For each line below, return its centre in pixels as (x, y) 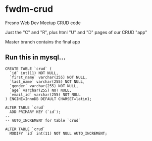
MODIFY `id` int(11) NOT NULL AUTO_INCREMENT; (58, 133)
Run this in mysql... (35, 57)
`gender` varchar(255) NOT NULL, (44, 86)
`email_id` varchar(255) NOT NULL (45, 95)
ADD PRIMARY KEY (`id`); (35, 112)
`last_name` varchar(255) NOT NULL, (47, 82)
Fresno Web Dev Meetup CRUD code (43, 23)
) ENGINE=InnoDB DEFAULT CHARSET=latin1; (49, 99)
